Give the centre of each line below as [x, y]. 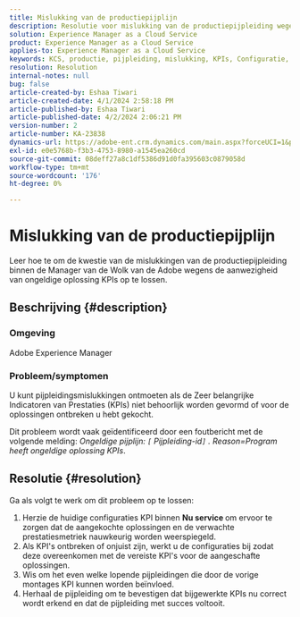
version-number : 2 [43, 126]
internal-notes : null [50, 76]
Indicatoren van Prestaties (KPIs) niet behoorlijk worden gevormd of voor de [149, 405]
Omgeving [33, 334]
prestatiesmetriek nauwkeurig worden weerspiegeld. [119, 537]
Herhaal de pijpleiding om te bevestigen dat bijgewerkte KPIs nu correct [154, 593]
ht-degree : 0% [36, 184]
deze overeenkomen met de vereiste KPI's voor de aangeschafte [141, 555]
